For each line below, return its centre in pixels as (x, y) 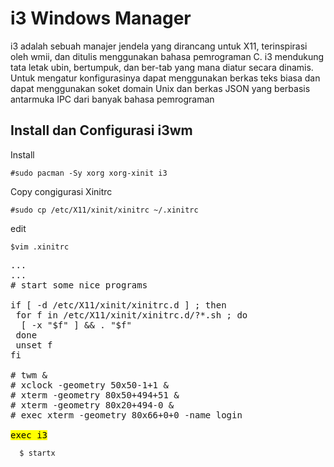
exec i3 (29, 435)
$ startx (37, 453)
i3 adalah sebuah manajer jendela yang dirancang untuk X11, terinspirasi (159, 46)
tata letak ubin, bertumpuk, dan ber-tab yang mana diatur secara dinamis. (162, 67)
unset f (34, 345)
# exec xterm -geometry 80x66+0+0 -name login (126, 415)
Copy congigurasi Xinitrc (61, 191)
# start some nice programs (79, 285)
